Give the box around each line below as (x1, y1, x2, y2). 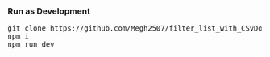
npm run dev (7, 40, 55, 49)
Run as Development (7, 6, 90, 17)
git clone (7, 24, 46, 33)
